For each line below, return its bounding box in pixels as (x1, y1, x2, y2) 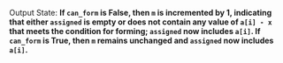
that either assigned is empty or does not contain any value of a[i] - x (9, 17, 272, 27)
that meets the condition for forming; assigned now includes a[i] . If (9, 26, 261, 36)
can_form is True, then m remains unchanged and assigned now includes (9, 35, 274, 45)
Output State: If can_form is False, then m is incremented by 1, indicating (9, 8, 272, 17)
